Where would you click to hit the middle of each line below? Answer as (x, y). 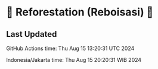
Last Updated (32, 34)
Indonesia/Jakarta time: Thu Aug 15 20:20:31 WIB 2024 (74, 60)
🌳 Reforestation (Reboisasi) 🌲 (80, 12)
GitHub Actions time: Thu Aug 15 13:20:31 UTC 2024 (70, 48)
